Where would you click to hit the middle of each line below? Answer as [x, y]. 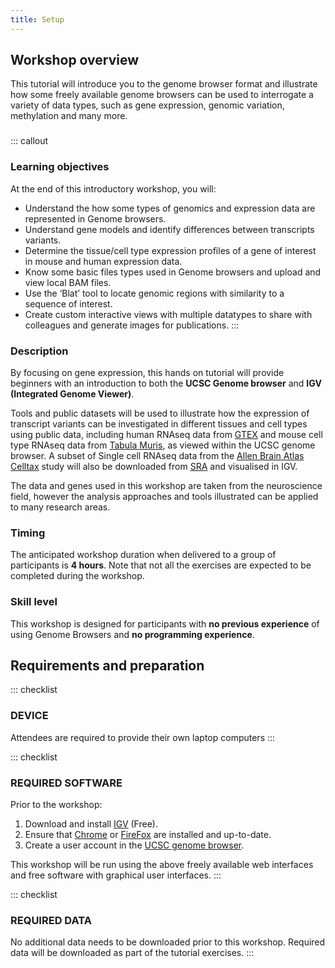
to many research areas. [60, 507]
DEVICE [29, 716]
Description [39, 351]
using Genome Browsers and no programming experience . [132, 634]
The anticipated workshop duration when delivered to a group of [143, 555]
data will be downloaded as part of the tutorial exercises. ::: [132, 953]
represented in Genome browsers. [95, 218]
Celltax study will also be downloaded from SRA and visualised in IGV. [154, 466]
